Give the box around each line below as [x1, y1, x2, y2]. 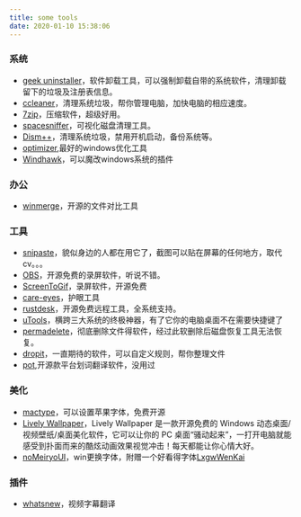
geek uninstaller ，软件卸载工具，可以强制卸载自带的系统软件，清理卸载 [22, 75, 287, 85]
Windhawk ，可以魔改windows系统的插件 [22, 154, 173, 165]
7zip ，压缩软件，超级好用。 [22, 109, 126, 120]
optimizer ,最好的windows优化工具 [22, 142, 148, 153]
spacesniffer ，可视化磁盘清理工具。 [22, 120, 155, 130]
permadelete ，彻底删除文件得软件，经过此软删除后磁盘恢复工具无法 [22, 325, 275, 337]
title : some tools [9, 13, 78, 22]
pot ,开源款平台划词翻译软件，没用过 [22, 360, 155, 370]
